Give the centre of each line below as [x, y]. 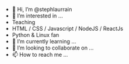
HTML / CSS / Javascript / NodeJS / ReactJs [68, 28]
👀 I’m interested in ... [37, 16]
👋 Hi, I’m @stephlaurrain [42, 9]
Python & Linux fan [35, 35]
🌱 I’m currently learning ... [44, 41]
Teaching [24, 22]
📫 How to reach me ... [40, 55]
